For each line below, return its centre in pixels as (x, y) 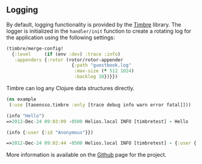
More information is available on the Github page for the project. (86, 155)
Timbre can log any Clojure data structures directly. (70, 88)
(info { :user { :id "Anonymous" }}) (50, 133)
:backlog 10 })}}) (96, 77)
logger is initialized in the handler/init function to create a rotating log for (99, 31)
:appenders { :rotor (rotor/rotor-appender (69, 60)
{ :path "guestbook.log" (101, 65)
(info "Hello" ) (25, 116)
